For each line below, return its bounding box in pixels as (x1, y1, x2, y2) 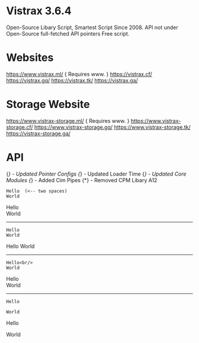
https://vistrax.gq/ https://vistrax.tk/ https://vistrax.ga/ (6, 77, 138, 84)
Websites (6, 51, 54, 65)
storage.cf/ (6, 123, 33, 131)
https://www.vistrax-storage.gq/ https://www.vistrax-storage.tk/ (34, 123, 191, 131)
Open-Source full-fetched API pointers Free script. (6, 30, 130, 37)
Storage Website (6, 98, 90, 111)
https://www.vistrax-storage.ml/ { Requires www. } (6, 117, 130, 124)
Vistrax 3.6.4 (6, 4, 72, 18)
